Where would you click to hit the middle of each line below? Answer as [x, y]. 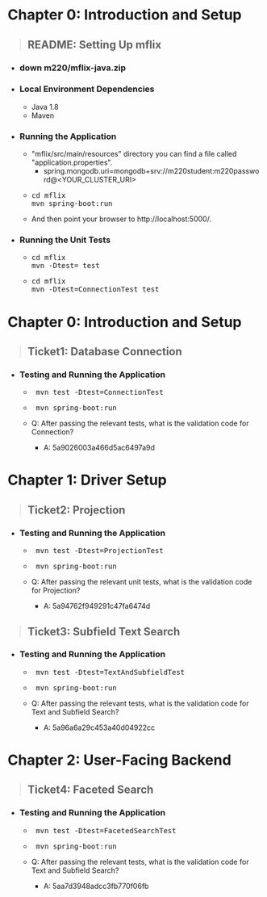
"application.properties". [72, 162]
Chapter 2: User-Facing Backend [119, 760]
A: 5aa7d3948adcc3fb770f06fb [96, 886]
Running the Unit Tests [65, 240]
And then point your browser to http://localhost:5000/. [121, 219]
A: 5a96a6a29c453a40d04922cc [99, 727]
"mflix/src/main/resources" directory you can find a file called [134, 154]
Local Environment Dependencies [87, 89]
